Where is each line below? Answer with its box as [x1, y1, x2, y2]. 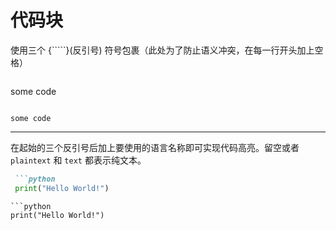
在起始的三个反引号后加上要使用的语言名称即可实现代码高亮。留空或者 [10, 141, 300, 153]
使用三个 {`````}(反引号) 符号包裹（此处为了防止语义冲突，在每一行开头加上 [10, 44, 315, 56]
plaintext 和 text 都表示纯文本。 [10, 154, 147, 166]
